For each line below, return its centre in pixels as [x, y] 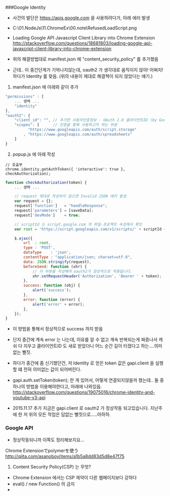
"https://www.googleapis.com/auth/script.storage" [82, 130]
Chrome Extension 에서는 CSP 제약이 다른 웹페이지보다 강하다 [75, 477]
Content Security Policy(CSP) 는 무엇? [52, 467]
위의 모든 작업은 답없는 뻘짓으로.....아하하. [70, 415]
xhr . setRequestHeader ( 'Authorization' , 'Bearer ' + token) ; [97, 276]
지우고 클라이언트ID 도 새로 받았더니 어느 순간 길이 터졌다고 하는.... [89, 346]
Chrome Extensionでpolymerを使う [42, 450]
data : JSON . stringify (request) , [58, 262]
